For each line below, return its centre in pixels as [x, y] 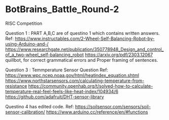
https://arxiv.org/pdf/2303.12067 [119, 55]
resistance [16, 86]
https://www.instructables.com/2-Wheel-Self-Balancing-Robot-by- [85, 38]
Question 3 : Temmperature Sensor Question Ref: [57, 70]
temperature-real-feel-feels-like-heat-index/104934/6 [62, 91]
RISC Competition [24, 23]
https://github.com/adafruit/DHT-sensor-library [55, 97]
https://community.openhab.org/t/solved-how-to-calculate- [91, 86]
